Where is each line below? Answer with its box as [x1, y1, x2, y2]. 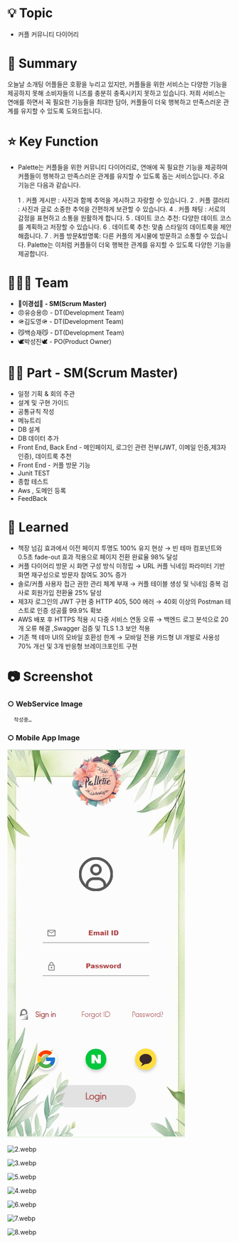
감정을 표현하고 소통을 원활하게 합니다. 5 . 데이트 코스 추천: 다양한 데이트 [17, 213, 218, 222]
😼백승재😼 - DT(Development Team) [17, 328, 124, 337]
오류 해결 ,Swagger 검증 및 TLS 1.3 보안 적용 [25, 624, 151, 632]
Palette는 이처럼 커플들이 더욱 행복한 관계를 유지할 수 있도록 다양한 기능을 [27, 240, 232, 249]
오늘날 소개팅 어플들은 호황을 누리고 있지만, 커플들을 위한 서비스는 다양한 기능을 [7, 80, 228, 88]
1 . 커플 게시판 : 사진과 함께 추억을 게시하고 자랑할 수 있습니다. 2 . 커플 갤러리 [17, 196, 230, 204]
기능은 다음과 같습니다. [17, 181, 81, 189]
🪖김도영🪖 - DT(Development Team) [17, 317, 124, 325]
